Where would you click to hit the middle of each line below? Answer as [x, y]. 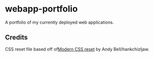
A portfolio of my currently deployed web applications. [60, 22]
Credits [17, 37]
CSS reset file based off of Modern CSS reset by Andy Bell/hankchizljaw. [77, 49]
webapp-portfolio [41, 9]
